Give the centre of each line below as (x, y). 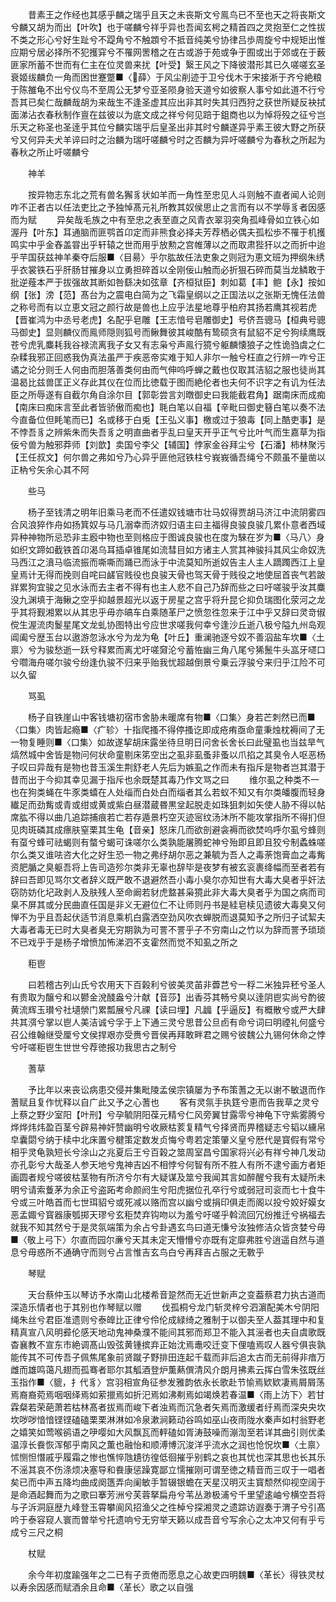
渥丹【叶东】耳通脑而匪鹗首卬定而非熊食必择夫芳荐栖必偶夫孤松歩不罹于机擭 (168, 232)
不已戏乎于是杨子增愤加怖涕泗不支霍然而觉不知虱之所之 (124, 942)
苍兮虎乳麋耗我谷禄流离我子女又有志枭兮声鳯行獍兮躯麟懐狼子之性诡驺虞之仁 (168, 344)
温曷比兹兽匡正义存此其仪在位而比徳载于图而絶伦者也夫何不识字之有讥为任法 (168, 382)
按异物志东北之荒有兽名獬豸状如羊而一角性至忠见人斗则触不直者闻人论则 (176, 194)
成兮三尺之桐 (36, 1532)
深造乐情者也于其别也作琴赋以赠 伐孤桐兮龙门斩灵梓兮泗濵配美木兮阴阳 (165, 1307)
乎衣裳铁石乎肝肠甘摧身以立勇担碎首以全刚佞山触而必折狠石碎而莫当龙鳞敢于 (168, 269)
